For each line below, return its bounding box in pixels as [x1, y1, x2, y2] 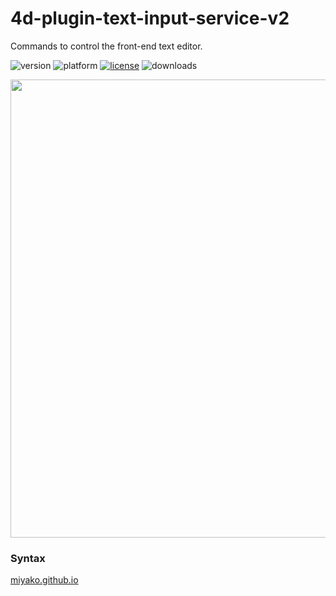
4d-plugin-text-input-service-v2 [10, 7, 290, 30]
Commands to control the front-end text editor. [10, 40, 203, 52]
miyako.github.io [10, 574, 79, 586]
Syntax [10, 551, 46, 565]
